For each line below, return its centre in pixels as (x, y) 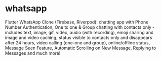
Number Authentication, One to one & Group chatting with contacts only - (80, 27)
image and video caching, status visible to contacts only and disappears (79, 38)
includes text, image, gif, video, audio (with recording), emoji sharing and (80, 32)
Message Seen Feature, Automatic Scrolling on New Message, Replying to (81, 48)
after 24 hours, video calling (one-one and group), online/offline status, (78, 42)
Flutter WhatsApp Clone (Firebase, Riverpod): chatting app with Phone (77, 22)
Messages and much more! (33, 53)
